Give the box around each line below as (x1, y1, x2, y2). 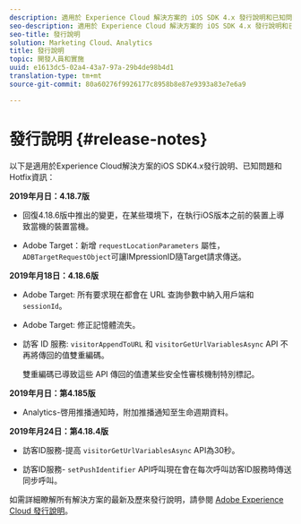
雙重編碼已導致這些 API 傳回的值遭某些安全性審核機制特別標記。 (21, 368, 260, 379)
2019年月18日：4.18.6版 (9, 270, 99, 280)
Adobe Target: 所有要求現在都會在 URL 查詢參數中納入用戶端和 (21, 288, 254, 300)
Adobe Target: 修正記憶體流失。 (21, 319, 141, 330)
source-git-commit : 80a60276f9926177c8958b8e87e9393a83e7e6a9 (9, 80, 246, 89)
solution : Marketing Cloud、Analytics (9, 38, 153, 47)
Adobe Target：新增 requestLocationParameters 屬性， (21, 239, 226, 251)
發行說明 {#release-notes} (9, 129, 208, 149)
